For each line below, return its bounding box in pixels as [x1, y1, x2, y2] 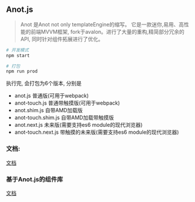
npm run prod [6, 68, 38, 75]
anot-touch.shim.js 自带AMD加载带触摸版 [14, 114, 114, 121]
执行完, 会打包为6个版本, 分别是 [6, 80, 82, 87]
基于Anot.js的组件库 [6, 175, 63, 183]
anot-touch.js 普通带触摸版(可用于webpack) [14, 99, 120, 107]
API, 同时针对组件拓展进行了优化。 [20, 35, 104, 43]
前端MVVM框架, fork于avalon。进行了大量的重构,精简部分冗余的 [30, 28, 185, 35]
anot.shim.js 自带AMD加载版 [14, 107, 83, 114]
